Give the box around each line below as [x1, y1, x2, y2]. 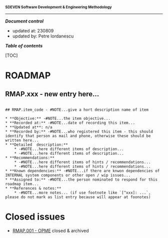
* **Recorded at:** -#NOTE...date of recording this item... [5, 120, 135, 125]
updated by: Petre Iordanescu [12, 33, 74, 39]
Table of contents [5, 43, 43, 48]
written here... [5, 138, 39, 143]
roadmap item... [5, 182, 39, 187]
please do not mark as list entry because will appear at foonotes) [5, 195, 151, 200]
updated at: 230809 [12, 28, 54, 33]
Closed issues [5, 211, 65, 223]
